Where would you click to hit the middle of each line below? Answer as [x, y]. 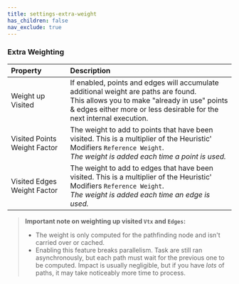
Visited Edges [34, 181]
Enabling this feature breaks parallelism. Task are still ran [119, 250]
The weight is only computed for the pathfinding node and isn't [128, 235]
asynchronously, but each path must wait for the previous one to [130, 258]
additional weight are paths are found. [133, 91]
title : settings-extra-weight [52, 14]
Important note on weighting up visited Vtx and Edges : [105, 221]
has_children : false [38, 21]
